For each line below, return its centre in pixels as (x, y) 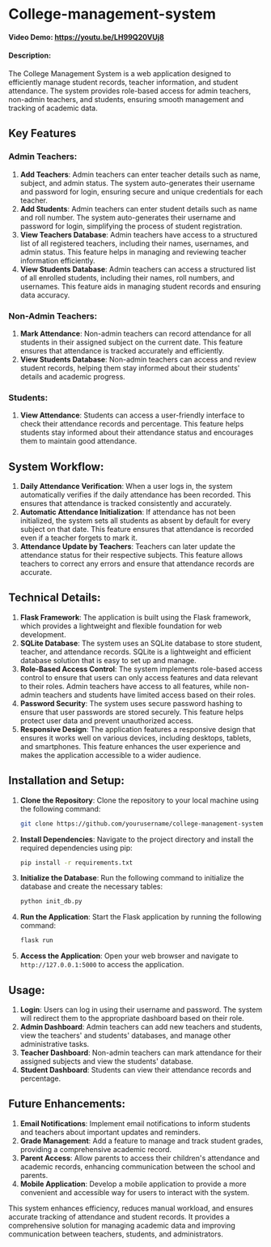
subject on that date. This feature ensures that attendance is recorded (137, 529)
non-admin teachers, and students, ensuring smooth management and (126, 99)
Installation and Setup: (67, 780)
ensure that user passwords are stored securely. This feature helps (132, 712)
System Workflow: (56, 467)
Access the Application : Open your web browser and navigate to (129, 956)
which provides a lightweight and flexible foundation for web (121, 626)
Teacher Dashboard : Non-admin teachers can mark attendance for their (141, 1053)
